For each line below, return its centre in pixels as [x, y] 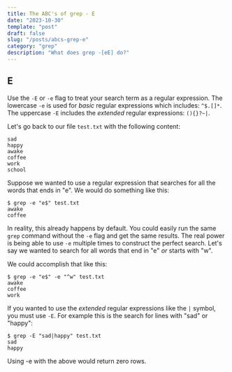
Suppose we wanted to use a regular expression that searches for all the [111, 183]
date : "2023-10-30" [36, 20]
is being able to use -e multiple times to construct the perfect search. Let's [115, 243]
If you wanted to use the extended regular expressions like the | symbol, [112, 308]
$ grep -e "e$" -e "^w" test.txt [56, 277]
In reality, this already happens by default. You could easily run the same [112, 228]
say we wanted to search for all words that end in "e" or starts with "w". [110, 250]
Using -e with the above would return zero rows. [77, 361]
